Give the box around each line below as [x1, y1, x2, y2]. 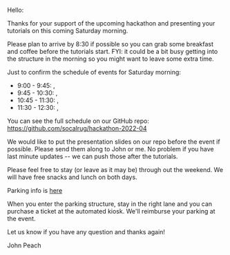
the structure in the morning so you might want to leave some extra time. [7, 55, 214, 63]
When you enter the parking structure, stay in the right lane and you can [7, 200, 213, 208]
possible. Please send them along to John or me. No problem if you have [7, 145, 214, 153]
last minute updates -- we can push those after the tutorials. [7, 152, 178, 160]
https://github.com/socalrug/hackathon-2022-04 [7, 124, 147, 132]
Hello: [7, 6, 24, 14]
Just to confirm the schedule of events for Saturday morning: [7, 68, 182, 76]
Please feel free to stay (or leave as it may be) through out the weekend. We [7, 166, 223, 173]
